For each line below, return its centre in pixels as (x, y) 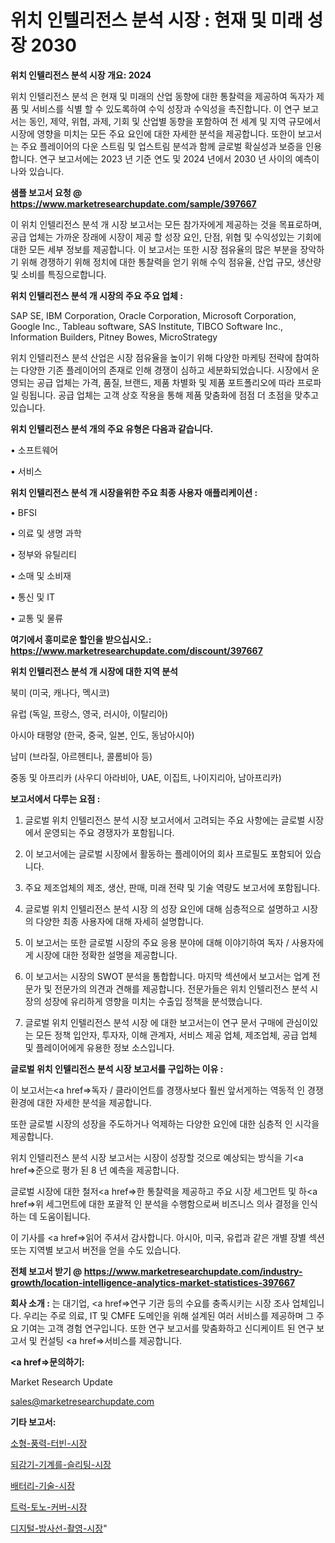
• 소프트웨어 (34, 450)
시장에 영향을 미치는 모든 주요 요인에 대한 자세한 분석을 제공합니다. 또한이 (153, 133)
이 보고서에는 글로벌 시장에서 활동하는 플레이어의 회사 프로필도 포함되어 (163, 853)
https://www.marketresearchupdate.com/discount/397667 (136, 650)
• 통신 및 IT (33, 597)
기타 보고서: (33, 1422)
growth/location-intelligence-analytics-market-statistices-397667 (153, 1282)
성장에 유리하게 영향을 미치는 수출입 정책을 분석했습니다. (153, 1001)
